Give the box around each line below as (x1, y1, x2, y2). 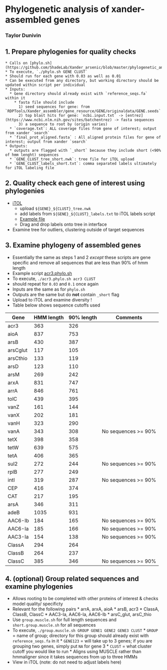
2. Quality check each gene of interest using (5, 179, 145, 188)
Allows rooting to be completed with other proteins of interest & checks (12, 596, 159, 602)
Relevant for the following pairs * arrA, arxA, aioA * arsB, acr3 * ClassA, (12, 606, 160, 612)
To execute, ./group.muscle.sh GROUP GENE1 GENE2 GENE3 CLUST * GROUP (12, 628, 158, 634)
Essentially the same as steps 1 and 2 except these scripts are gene (12, 254, 151, 260)
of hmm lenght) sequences (5, 152, 59, 157)
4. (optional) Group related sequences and (5, 574, 139, 583)
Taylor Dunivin (5, 32, 41, 39)
